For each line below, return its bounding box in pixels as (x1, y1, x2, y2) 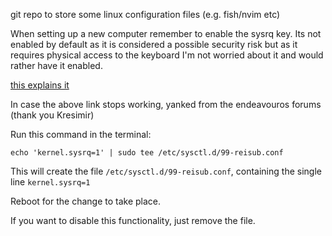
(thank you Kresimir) (10, 109, 95, 121)
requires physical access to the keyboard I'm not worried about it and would (10, 49, 324, 61)
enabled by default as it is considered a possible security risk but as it (10, 39, 298, 50)
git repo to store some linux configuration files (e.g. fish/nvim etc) (10, 9, 281, 20)
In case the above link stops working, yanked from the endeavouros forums (10, 99, 322, 110)
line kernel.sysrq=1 (10, 176, 91, 188)
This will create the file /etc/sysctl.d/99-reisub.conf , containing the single (10, 165, 322, 177)
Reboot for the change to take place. (10, 195, 162, 207)
